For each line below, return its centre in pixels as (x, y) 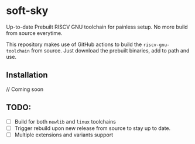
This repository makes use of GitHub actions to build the (74, 44)
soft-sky (27, 11)
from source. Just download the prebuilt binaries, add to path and (110, 50)
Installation (27, 75)
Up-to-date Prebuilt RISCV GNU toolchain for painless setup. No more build (97, 27)
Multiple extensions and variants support (64, 135)
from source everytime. (34, 33)
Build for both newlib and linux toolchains (65, 121)
